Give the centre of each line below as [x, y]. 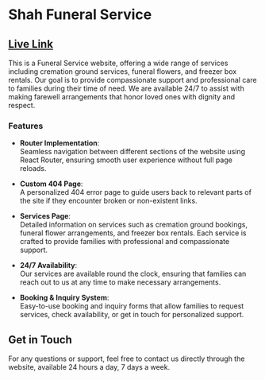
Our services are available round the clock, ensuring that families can [133, 274]
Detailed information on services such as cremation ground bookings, [134, 225]
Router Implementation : [60, 143]
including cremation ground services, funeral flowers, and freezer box [123, 72]
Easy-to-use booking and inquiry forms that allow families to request [132, 306]
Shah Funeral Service [80, 15]
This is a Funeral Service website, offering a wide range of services [118, 63]
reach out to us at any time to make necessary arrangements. [120, 282]
